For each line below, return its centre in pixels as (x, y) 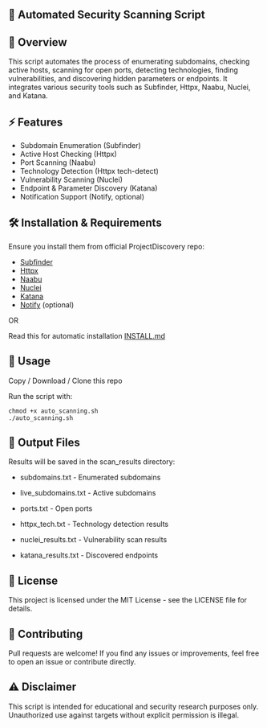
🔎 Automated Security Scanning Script (107, 15)
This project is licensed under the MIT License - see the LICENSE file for (127, 600)
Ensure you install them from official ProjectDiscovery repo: (106, 246)
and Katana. (28, 96)
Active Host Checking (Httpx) (69, 154)
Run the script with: (40, 396)
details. (20, 609)
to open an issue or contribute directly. (72, 662)
